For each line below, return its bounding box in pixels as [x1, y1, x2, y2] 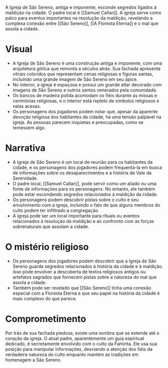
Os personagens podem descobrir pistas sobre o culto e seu [12, 197, 139, 203]
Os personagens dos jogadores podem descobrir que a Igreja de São [12, 258, 156, 264]
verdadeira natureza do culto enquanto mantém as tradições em [5, 351, 139, 357]
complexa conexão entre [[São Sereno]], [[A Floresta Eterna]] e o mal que [5, 20, 159, 26]
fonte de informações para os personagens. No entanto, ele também [12, 186, 155, 192]
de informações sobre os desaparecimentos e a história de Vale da [12, 169, 152, 176]
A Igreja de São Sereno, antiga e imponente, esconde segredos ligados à [5, 5, 157, 10]
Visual [5, 43, 33, 55]
